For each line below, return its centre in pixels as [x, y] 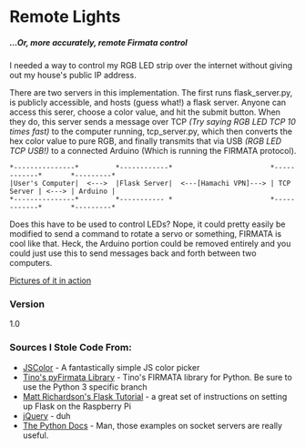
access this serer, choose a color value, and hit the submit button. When [145, 112]
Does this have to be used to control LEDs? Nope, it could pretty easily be [147, 224]
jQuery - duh [46, 415]
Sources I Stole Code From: [71, 348]
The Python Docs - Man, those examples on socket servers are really [152, 425]
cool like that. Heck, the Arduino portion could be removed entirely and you [150, 244]
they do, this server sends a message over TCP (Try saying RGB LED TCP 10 [152, 122]
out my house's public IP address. [73, 76]
